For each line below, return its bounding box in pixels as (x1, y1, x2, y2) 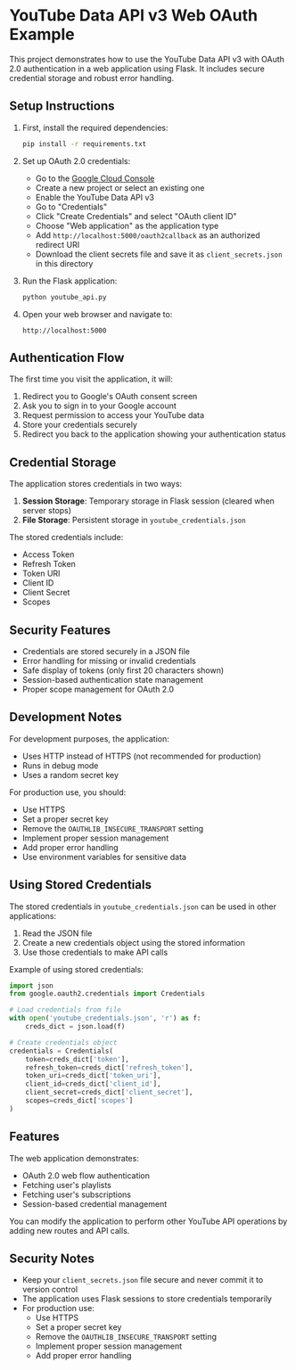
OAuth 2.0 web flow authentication (21, 1169, 150, 1181)
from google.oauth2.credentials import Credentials (9, 989, 205, 998)
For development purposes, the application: (9, 733, 169, 744)
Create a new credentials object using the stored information (21, 937, 245, 948)
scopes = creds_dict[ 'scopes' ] (25, 1096, 134, 1105)
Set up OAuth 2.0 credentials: (21, 155, 131, 166)
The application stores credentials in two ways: (9, 479, 183, 489)
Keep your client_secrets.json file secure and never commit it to (21, 1275, 264, 1285)
